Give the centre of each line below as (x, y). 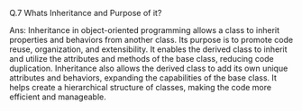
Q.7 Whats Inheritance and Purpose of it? (86, 13)
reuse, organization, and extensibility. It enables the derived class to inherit (148, 49)
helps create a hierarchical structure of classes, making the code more (141, 87)
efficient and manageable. (58, 97)
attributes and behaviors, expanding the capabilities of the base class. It (143, 78)
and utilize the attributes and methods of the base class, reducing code (142, 59)
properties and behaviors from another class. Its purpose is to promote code (151, 40)
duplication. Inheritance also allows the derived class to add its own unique (149, 68)
